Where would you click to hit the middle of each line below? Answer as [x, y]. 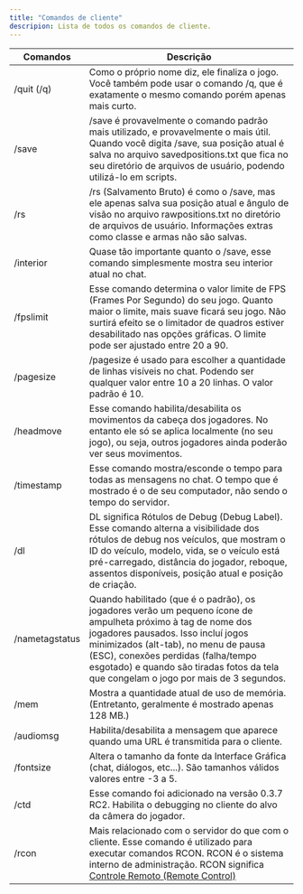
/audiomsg [37, 735]
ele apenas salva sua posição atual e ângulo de [189, 202]
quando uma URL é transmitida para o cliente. [185, 741]
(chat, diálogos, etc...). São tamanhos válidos [184, 767]
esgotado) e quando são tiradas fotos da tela [184, 666]
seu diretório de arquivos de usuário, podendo [187, 165]
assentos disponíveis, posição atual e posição [186, 573]
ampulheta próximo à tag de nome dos [170, 621]
